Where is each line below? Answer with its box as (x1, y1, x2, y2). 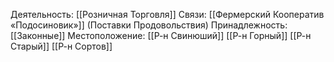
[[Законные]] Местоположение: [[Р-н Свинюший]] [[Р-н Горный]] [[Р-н (10, 30, 312, 41)
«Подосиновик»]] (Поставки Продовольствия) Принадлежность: (10, 19, 288, 31)
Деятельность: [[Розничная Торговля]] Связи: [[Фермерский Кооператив (10, 9, 325, 20)
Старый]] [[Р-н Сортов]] (10, 40, 113, 52)
